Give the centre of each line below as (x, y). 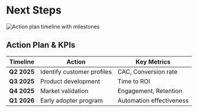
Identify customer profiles (76, 71)
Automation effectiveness (153, 100)
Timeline (22, 61)
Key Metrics (153, 61)
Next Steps (34, 10)
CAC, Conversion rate (147, 71)
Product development (70, 81)
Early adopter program (72, 100)
